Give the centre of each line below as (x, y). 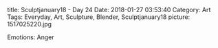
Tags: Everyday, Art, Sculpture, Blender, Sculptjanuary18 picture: (99, 17)
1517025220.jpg (30, 24)
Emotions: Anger (31, 37)
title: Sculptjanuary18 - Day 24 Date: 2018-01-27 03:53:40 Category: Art (109, 10)
